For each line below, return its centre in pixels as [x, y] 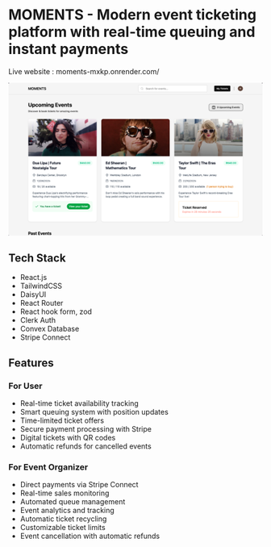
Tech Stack [37, 259]
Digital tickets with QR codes [68, 438]
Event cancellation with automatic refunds [90, 536]
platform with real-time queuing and [132, 32]
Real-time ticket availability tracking [79, 403]
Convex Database [50, 329]
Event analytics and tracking [67, 511]
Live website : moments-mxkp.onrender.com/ [84, 71]
